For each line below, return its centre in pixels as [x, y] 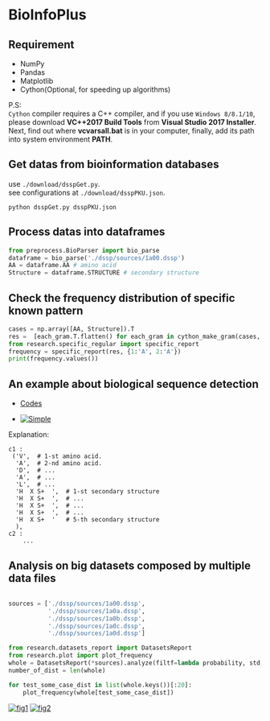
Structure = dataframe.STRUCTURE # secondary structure [104, 273]
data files [32, 578]
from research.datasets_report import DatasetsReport [100, 648]
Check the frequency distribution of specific [122, 298]
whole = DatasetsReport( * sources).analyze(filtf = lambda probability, [127, 663]
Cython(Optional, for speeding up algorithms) [95, 89]
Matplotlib [37, 81]
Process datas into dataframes [87, 232]
